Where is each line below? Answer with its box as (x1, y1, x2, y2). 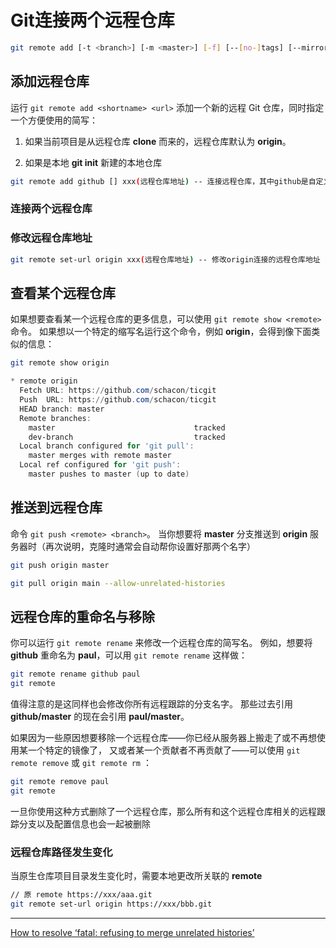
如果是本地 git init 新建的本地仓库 (24, 156, 163, 168)
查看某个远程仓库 (10, 284, 116, 301)
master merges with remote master (28, 451, 172, 461)
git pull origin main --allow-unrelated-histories (10, 578, 226, 588)
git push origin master (10, 560, 110, 570)
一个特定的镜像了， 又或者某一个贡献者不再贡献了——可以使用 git (27, 744, 301, 756)
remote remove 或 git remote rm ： (10, 757, 152, 769)
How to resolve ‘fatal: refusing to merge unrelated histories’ (10, 926, 255, 938)
